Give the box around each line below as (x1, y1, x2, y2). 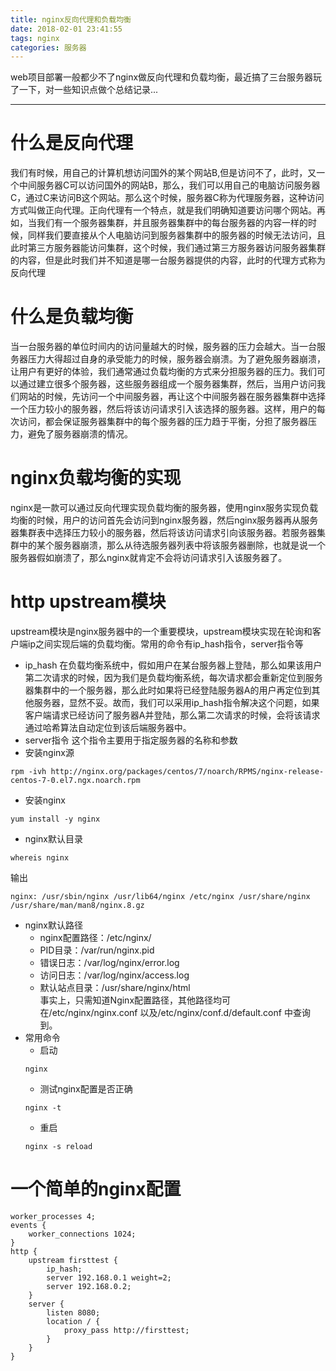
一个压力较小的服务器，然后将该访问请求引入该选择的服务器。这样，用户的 (10, 403, 317, 415)
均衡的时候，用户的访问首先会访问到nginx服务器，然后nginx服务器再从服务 (10, 514, 319, 526)
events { (10, 1220, 47, 1230)
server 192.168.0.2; (46, 1281, 132, 1291)
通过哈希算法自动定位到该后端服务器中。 (24, 722, 192, 733)
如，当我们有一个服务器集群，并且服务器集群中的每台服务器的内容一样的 (10, 217, 308, 229)
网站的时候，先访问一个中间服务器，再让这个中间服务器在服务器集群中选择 (18, 391, 326, 403)
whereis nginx (10, 853, 70, 863)
